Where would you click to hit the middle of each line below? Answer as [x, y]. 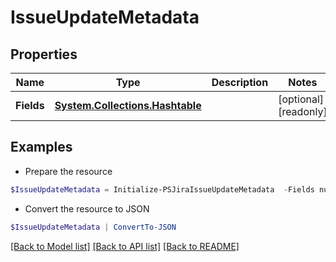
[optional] [301, 99]
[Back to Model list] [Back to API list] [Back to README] [125, 246]
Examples [41, 147]
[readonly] [303, 111]
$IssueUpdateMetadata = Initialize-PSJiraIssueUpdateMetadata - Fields [162, 189]
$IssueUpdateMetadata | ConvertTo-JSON [93, 227]
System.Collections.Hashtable [128, 105]
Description [240, 82]
